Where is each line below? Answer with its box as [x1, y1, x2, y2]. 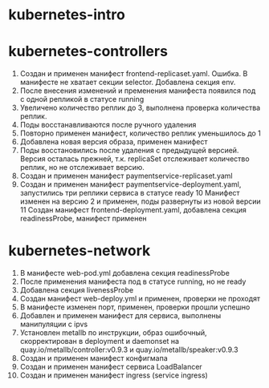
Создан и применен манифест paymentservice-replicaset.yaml [19, 171, 233, 181]
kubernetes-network [8, 242, 151, 260]
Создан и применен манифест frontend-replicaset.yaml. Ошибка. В [19, 69, 248, 79]
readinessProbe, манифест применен [19, 214, 147, 224]
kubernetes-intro [8, 6, 126, 24]
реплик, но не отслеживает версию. [19, 163, 145, 172]
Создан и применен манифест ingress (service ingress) [19, 370, 209, 380]
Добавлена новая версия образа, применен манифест [19, 137, 208, 147]
